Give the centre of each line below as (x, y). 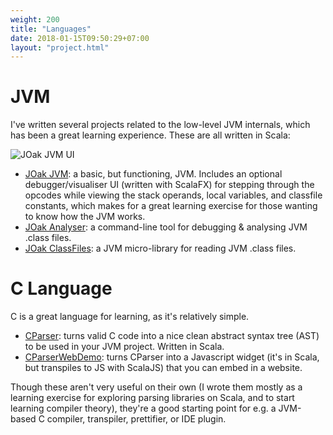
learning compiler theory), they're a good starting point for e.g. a (143, 408)
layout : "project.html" (60, 47)
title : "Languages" (51, 29)
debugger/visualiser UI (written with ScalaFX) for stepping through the (169, 185)
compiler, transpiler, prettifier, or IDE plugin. (136, 419)
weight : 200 (35, 19)
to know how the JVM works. (85, 217)
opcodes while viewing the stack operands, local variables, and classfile (173, 195)
